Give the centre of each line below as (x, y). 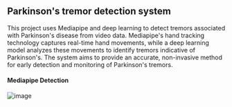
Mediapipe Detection (38, 80)
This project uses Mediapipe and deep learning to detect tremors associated (116, 28)
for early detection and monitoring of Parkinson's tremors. (90, 64)
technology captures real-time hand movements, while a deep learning (108, 42)
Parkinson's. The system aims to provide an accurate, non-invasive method (115, 57)
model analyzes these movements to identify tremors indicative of (101, 50)
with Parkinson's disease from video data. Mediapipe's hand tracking (106, 35)
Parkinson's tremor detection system (89, 11)
